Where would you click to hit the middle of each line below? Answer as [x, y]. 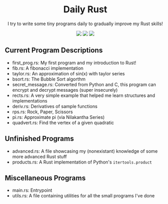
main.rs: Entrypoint [32, 190]
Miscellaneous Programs [45, 178]
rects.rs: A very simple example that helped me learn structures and [83, 95]
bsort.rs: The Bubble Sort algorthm [49, 79]
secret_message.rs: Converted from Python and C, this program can [84, 84]
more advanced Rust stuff [39, 156]
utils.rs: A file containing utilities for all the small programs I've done [83, 196]
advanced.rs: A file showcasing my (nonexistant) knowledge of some [85, 151]
